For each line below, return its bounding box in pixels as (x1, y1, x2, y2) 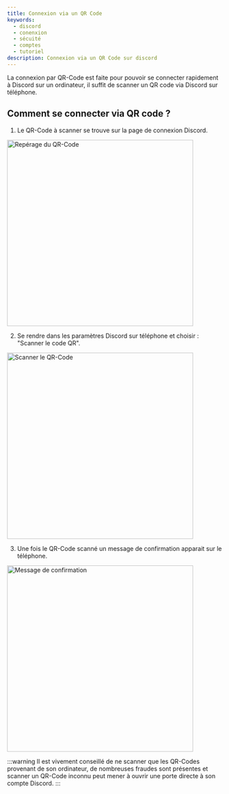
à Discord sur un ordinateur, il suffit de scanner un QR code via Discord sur (7, 80, 218, 89)
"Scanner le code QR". (16, 338, 81, 347)
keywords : (7, 16, 36, 23)
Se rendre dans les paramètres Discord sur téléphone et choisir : (16, 332, 200, 340)
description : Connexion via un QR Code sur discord (7, 55, 157, 62)
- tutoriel (13, 49, 44, 55)
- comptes (13, 42, 41, 49)
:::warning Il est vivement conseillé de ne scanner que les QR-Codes (7, 757, 200, 765)
